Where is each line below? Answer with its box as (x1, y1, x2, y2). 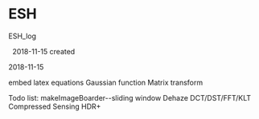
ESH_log (8, 31, 37, 41)
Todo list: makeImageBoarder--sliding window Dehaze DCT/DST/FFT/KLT (8, 93, 252, 102)
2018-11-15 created (11, 46, 76, 56)
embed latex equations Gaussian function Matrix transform (8, 77, 203, 87)
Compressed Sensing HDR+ (8, 101, 101, 111)
